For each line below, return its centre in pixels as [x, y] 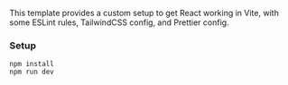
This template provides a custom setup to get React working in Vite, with [144, 13]
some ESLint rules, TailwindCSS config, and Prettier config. [119, 22]
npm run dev [32, 72]
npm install [32, 64]
